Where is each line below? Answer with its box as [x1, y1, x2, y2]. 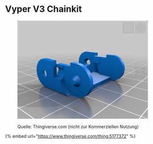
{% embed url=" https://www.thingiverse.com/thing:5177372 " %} [5, 133, 136, 139]
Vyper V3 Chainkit [5, 3, 82, 15]
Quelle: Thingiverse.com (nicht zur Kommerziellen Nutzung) [17, 123, 139, 129]
